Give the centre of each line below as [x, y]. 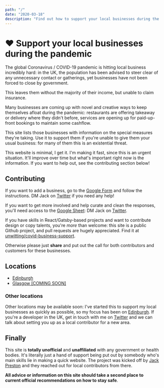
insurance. [16, 98]
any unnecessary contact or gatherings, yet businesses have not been [76, 78]
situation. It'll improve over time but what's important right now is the [75, 158]
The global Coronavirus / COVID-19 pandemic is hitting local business [76, 68]
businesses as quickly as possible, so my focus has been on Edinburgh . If [80, 312]
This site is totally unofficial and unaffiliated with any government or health [82, 350]
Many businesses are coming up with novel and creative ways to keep [76, 107]
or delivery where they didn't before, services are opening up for [70, 118]
